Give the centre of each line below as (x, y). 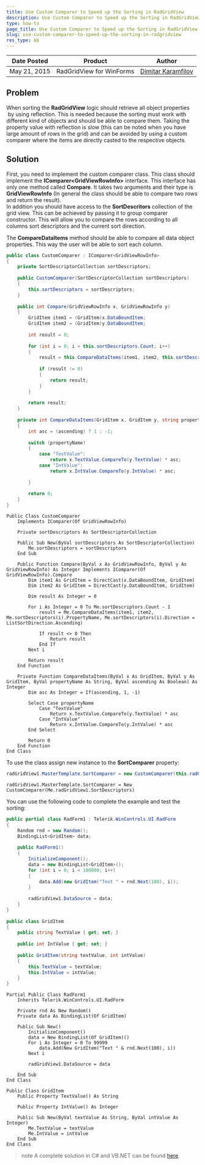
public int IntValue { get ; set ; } (63, 944)
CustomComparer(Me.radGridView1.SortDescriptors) (71, 790)
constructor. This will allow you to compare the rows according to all (92, 219)
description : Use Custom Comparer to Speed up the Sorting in (87, 18)
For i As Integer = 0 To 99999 (68, 1043)
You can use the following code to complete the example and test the (93, 801)
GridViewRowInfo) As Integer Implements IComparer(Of (76, 570)
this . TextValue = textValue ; (65, 967)
